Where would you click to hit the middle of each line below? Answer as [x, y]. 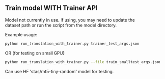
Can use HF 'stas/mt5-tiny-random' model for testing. [59, 71]
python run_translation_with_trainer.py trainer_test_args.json [72, 44]
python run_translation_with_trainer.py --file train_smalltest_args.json [83, 62]
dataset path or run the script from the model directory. [61, 25]
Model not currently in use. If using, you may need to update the [70, 20]
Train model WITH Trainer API [52, 8]
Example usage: [21, 34]
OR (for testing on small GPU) [35, 53]
